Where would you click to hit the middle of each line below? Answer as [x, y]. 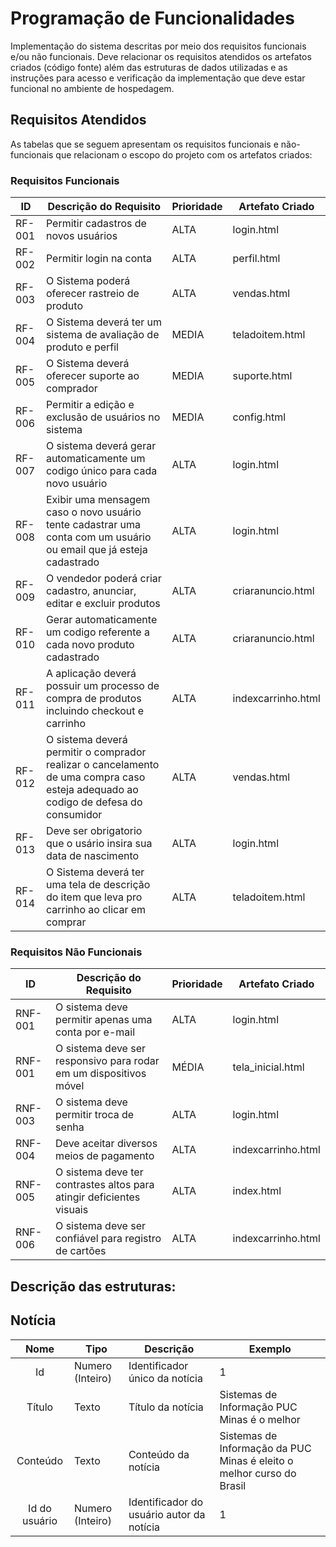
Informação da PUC [265, 1448]
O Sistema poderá [88, 281]
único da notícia [165, 1378]
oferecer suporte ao [92, 376]
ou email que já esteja [96, 550]
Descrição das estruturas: [93, 1286]
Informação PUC [258, 1407]
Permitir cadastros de [96, 224]
